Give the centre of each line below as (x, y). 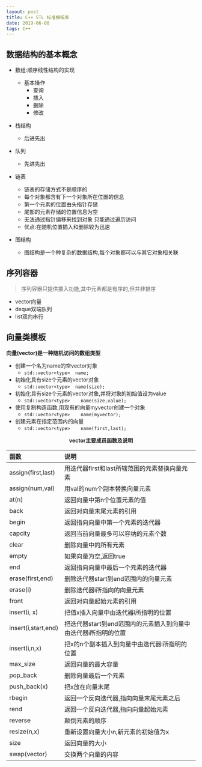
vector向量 (28, 302)
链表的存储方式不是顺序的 (56, 189)
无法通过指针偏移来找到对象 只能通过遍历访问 (80, 219)
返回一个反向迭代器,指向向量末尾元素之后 (122, 698)
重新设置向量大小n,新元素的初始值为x (117, 732)
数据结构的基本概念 (42, 54)
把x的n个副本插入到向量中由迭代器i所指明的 (126, 644)
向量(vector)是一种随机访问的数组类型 (54, 353)
